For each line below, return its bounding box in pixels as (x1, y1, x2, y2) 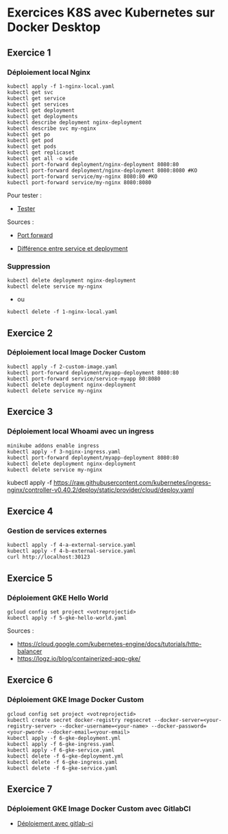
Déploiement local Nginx (7, 67, 91, 77)
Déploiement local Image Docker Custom (7, 348, 146, 357)
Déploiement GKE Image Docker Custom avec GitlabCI (7, 804, 191, 813)
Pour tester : (7, 191, 42, 199)
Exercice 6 (7, 675, 53, 686)
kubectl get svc (7, 89, 53, 95)
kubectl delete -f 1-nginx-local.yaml (7, 308, 118, 315)
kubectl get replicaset (7, 149, 75, 156)
